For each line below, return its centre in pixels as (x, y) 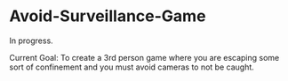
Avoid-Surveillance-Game (108, 16)
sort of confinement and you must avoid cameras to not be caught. (132, 67)
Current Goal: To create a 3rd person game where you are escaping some (144, 57)
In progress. (31, 40)
